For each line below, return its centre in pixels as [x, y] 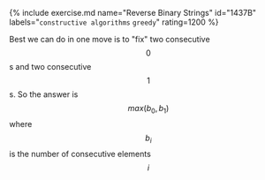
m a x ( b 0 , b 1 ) [148, 109]
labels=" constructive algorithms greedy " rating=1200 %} [114, 22]
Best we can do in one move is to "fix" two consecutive [110, 39]
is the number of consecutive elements [80, 154]
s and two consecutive [50, 67]
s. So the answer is [44, 94]
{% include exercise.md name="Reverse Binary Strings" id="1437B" [133, 13]
